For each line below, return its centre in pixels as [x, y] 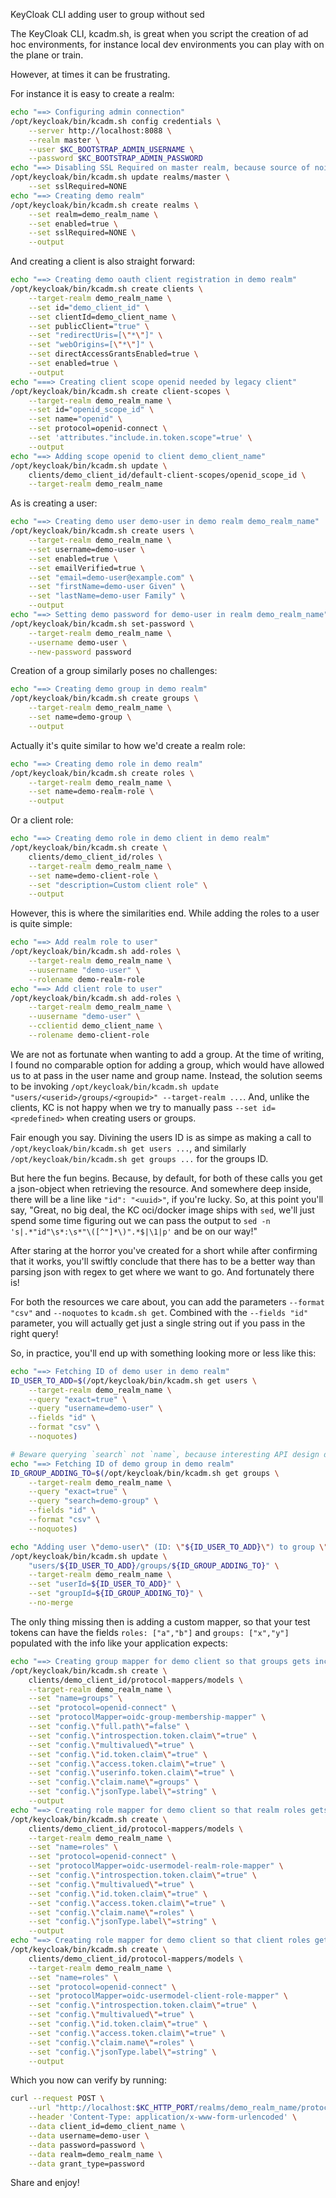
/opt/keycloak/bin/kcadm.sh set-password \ [102, 624]
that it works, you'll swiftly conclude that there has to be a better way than [163, 1261]
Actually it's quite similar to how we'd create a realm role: [128, 745]
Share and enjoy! [45, 2183]
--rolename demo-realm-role [86, 979]
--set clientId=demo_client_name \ [102, 317]
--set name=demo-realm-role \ [91, 792]
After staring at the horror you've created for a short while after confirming [164, 1250]
